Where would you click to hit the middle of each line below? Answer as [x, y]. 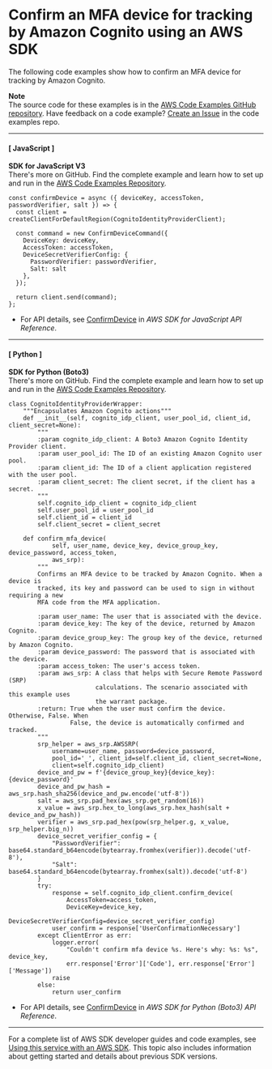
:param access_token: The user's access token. [119, 667]
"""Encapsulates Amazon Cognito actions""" [98, 411]
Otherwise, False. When [49, 716]
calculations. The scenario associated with [172, 688]
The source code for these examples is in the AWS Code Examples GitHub [132, 104]
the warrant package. [132, 702]
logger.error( [75, 943]
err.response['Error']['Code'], [121, 964]
